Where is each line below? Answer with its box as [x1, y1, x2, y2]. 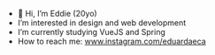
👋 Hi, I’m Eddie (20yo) [17, 9, 97, 18]
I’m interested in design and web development [17, 17, 187, 28]
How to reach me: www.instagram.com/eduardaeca [17, 36, 206, 46]
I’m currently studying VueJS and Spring [17, 27, 166, 37]
